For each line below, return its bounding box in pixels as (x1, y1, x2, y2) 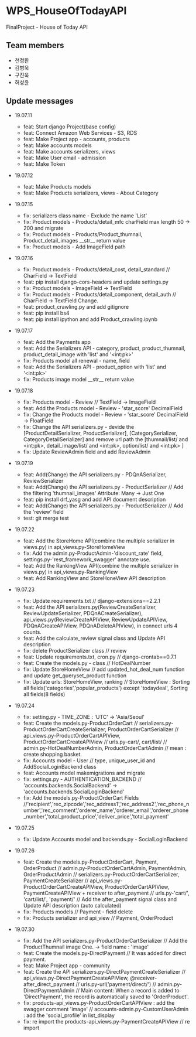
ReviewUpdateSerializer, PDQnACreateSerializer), (23, 609, 143, 616)
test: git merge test (23, 514, 69, 521)
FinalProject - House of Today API (6, 23, 88, 30)
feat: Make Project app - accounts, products (23, 135, 130, 142)
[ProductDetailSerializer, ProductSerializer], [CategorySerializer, (23, 429, 177, 436)
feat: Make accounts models (23, 142, 92, 149)
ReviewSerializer (23, 477, 64, 484)
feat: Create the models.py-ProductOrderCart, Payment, (23, 858, 159, 865)
